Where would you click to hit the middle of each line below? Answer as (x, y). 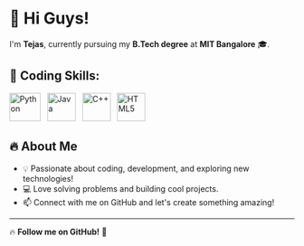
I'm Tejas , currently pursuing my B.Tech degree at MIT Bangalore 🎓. (139, 43)
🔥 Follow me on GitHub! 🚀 (58, 232)
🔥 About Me (43, 147)
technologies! (48, 178)
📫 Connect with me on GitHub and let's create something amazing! (148, 202)
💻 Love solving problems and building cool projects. (120, 188)
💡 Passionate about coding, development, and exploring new (136, 168)
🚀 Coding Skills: (55, 76)
